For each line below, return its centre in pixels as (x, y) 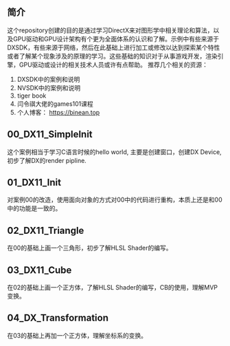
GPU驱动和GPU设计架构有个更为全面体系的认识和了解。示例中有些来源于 (116, 39)
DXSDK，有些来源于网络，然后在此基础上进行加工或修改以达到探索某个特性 (114, 47)
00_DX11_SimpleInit (50, 134)
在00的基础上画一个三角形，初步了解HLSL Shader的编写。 (90, 248)
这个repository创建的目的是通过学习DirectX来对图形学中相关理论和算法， (110, 30)
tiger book (32, 96)
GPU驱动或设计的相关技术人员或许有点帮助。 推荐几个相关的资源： (113, 65)
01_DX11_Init (34, 183)
